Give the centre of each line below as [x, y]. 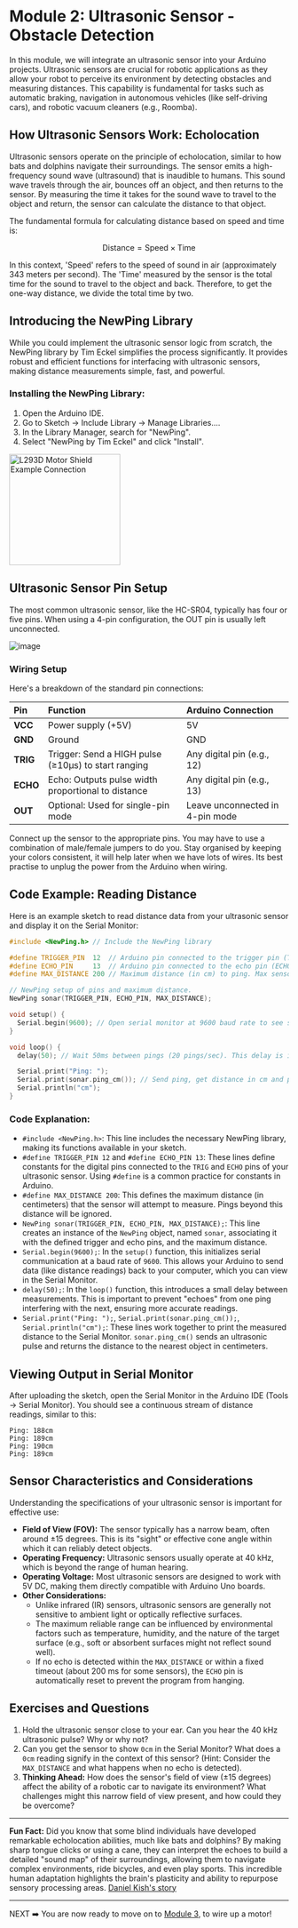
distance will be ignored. [67, 1214]
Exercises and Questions [79, 1708]
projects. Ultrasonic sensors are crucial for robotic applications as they [139, 69]
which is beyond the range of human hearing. [105, 1567]
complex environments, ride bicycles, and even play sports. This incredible [145, 1868]
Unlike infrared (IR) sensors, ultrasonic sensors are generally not [153, 1604]
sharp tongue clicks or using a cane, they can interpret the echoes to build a [149, 1850]
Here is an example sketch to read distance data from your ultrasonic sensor [149, 916]
